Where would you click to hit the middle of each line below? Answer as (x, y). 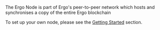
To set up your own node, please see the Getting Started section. (74, 22)
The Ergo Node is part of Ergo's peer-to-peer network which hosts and (80, 7)
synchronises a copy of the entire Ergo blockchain (58, 12)
